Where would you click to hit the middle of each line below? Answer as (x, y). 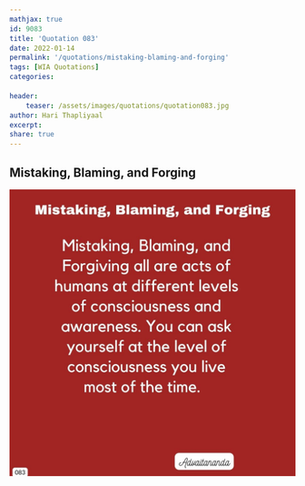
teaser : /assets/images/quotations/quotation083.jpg (128, 106)
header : (24, 96)
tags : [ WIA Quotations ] (54, 67)
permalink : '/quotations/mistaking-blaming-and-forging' (119, 58)
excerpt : (26, 125)
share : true (32, 135)
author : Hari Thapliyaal (56, 115)
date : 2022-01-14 (42, 48)
